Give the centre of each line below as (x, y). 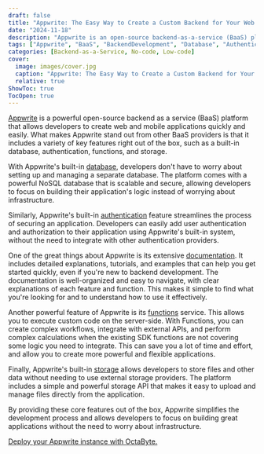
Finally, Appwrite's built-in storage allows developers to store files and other (131, 369)
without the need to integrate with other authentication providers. (114, 240)
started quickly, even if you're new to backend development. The (113, 273)
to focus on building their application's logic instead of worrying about (122, 192)
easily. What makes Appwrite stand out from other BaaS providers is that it (128, 135)
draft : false (29, 15)
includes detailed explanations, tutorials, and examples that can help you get (132, 264)
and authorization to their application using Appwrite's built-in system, (122, 232)
